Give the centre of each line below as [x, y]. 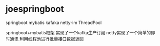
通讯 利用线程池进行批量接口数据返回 [47, 39]
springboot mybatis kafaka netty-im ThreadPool [54, 23]
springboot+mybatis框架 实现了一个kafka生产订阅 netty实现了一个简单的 [78, 32]
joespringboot [35, 9]
